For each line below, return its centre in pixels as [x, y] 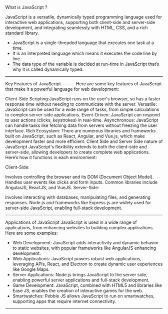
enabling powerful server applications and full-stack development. [81, 280]
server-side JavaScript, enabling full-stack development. [64, 208]
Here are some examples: [32, 233]
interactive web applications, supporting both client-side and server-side [80, 22]
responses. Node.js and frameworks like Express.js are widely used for [78, 202]
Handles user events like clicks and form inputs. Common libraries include [81, 182]
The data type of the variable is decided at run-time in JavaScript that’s [86, 64]
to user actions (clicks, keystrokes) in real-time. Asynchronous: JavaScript [82, 120]
